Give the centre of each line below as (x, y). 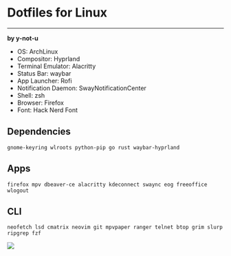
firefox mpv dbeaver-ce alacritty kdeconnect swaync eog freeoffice (107, 184)
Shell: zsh (31, 95)
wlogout (18, 191)
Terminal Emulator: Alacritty (56, 66)
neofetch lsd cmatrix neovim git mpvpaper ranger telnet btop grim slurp (115, 227)
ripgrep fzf (24, 233)
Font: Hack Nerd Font (47, 110)
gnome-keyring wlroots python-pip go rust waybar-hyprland (93, 147)
